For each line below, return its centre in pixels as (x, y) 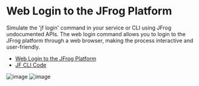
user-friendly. (23, 47)
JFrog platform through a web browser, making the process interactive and (100, 40)
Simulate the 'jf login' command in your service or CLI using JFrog (89, 28)
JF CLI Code (31, 65)
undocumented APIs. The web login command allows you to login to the (96, 34)
